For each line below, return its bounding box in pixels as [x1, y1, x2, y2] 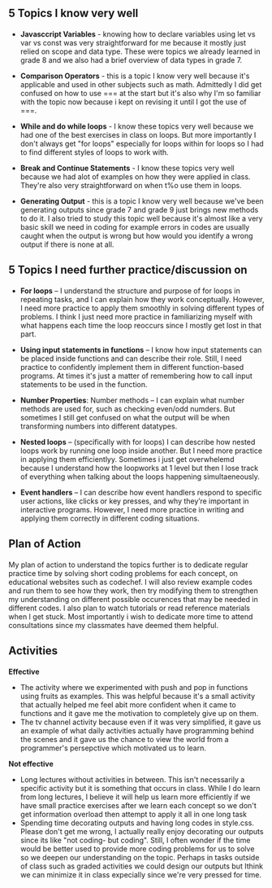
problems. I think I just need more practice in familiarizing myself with [19, 311, 253, 321]
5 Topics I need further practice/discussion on [8, 263, 248, 277]
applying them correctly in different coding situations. [19, 513, 201, 523]
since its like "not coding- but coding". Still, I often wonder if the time [19, 835, 251, 845]
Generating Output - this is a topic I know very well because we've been [19, 196, 264, 206]
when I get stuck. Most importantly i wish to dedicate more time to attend [8, 611, 253, 622]
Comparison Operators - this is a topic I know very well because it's [19, 71, 250, 81]
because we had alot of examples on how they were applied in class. [19, 171, 251, 182]
